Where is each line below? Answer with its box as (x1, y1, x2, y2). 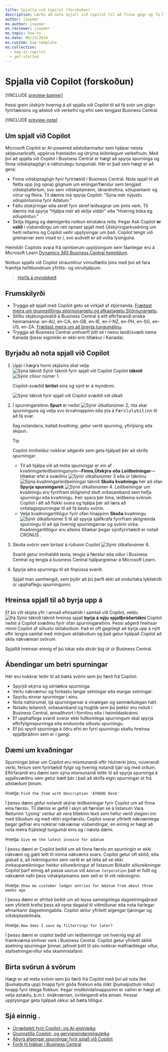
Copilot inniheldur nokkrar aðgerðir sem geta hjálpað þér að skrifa (12, 447, 148, 453)
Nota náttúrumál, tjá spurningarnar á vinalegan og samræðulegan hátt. (12, 699, 157, 706)
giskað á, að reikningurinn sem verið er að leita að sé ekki (5, 857, 123, 863)
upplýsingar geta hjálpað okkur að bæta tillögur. (5, 997, 103, 1003)
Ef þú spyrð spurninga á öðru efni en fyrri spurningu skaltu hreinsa (12, 726, 150, 732)
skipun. (12, 428, 28, 434)
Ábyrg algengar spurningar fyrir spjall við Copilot (12, 1035, 113, 1042)
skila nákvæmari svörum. (5, 636, 57, 642)
